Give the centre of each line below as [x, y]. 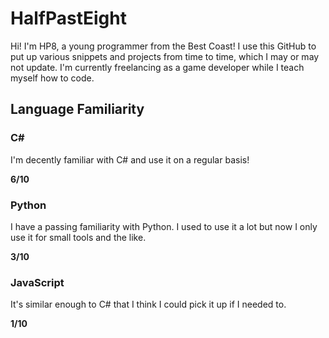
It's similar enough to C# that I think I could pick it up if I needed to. [148, 304]
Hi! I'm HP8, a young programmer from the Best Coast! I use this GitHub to [163, 46]
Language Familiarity [77, 109]
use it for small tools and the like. [78, 237]
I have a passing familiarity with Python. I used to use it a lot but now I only [164, 226]
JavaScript [37, 282]
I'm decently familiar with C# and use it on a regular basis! [130, 159]
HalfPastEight [68, 18]
